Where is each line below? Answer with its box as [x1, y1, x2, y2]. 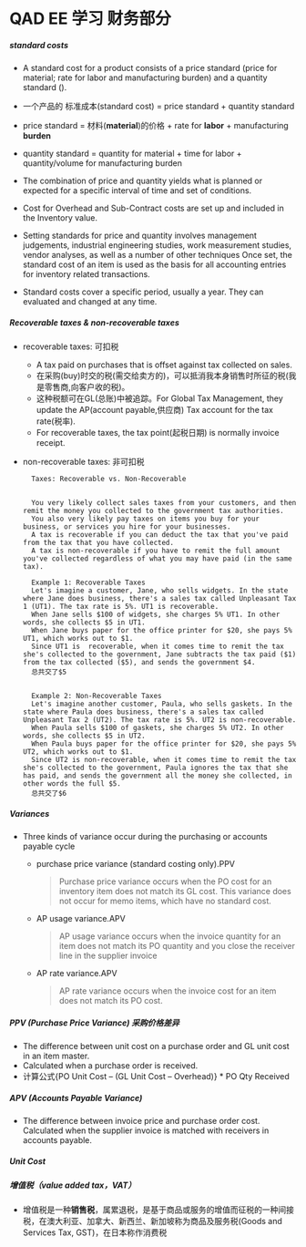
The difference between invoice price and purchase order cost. [22, 1116, 260, 1127]
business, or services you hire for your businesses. [22, 522, 231, 531]
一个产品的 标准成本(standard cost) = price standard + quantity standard [22, 101, 295, 112]
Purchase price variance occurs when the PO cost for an [58, 876, 272, 887]
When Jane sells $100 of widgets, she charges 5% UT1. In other [31, 610, 280, 620]
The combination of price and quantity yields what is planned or [22, 175, 263, 187]
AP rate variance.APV [36, 968, 117, 979]
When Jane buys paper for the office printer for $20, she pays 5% [31, 626, 293, 635]
